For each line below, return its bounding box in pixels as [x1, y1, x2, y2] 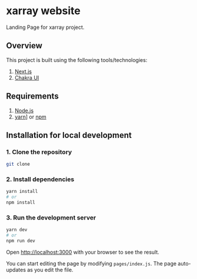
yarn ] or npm [14, 113, 46, 120]
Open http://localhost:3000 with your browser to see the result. [6, 248, 160, 255]
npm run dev [6, 238, 35, 244]
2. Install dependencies [6, 175, 75, 183]
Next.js [14, 68, 32, 75]
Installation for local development [6, 130, 132, 140]
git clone [6, 161, 31, 168]
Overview [6, 41, 43, 51]
